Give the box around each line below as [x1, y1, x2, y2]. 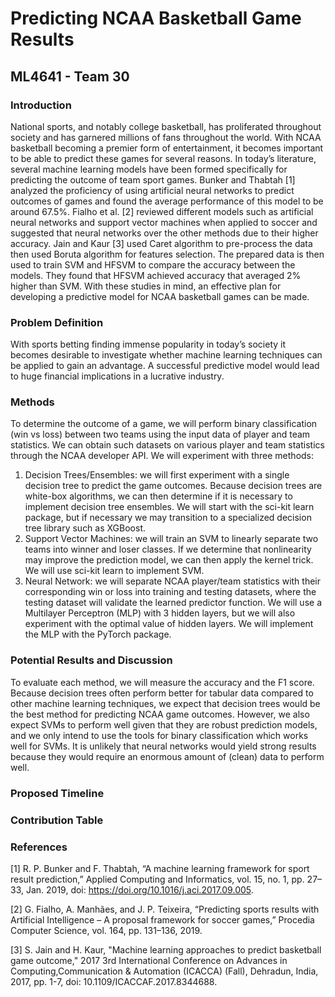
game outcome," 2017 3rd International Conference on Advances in [10, 954, 288, 966]
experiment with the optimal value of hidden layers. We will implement [24, 618, 314, 630]
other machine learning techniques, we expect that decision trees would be [10, 697, 321, 709]
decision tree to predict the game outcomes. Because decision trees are [24, 480, 323, 492]
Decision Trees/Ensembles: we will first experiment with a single [24, 469, 290, 481]
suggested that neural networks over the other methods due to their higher [10, 227, 319, 239]
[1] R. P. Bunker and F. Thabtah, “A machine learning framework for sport [10, 862, 310, 874]
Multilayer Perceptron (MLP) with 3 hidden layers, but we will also [24, 607, 296, 619]
